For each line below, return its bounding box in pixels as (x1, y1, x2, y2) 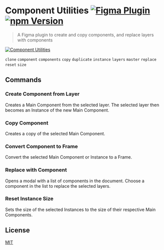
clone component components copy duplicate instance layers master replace (5, 57, 157, 62)
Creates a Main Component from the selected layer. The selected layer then (5, 102, 160, 108)
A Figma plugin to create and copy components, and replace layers (17, 32, 154, 38)
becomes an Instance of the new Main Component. (5, 107, 110, 113)
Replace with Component (5, 167, 67, 173)
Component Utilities (5, 5, 89, 16)
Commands (5, 76, 42, 84)
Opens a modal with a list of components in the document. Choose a (5, 178, 145, 184)
